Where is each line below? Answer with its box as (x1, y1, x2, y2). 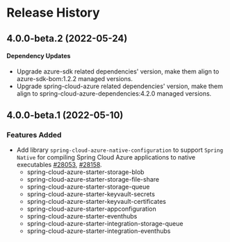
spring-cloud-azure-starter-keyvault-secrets (26, 190, 156, 198)
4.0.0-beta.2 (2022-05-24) (6, 33, 128, 44)
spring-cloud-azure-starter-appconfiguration (26, 205, 157, 213)
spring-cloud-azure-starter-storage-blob (26, 168, 145, 176)
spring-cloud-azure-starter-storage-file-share (26, 175, 160, 184)
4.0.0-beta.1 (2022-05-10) (6, 110, 124, 121)
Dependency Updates (6, 52, 71, 60)
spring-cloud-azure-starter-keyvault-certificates (26, 198, 166, 206)
